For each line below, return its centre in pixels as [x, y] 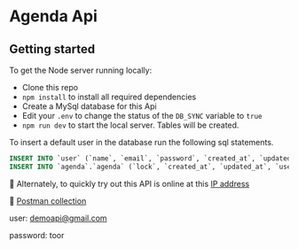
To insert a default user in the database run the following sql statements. [141, 142]
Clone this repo [50, 87]
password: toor [37, 235]
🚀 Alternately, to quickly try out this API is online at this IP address [129, 183]
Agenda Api [53, 16]
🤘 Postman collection [48, 200]
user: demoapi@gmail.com [59, 218]
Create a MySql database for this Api [89, 106]
